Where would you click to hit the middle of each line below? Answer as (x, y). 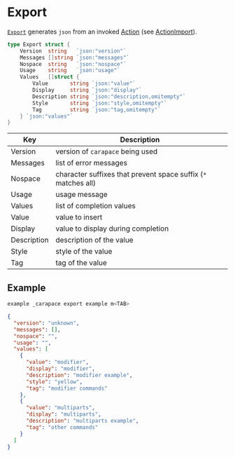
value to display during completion (112, 228)
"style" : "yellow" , (54, 382)
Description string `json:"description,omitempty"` (109, 96)
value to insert (79, 217)
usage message (82, 195)
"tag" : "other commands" (62, 427)
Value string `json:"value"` (84, 84)
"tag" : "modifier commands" (67, 388)
